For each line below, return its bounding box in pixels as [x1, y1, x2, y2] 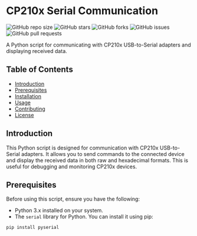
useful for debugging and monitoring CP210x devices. [6, 163, 137, 170]
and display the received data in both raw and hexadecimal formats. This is [6, 157, 189, 164]
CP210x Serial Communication [6, 4, 158, 18]
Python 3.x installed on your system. [14, 207, 103, 214]
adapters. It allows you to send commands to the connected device [21, 150, 185, 157]
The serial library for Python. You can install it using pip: [14, 213, 153, 220]
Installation [14, 92, 42, 99]
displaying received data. [6, 47, 68, 54]
